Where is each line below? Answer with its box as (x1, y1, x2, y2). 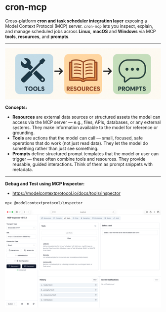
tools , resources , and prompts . (5, 34, 70, 40)
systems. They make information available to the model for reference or (12, 125, 158, 131)
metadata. (12, 167, 33, 173)
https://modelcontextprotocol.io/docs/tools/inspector (12, 190, 121, 196)
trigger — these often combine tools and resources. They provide (12, 156, 146, 162)
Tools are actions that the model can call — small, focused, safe (12, 135, 143, 141)
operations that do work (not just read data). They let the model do (12, 140, 148, 146)
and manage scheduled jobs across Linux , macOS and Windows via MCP (5, 28, 156, 34)
